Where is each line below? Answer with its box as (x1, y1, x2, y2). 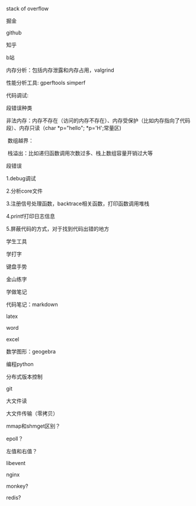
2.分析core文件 (6, 187, 43, 195)
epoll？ (6, 435, 24, 442)
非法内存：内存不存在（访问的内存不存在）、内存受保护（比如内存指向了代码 (6, 117, 191, 124)
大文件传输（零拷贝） (6, 410, 58, 417)
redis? (6, 494, 21, 501)
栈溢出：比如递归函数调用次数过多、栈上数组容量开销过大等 (7, 149, 153, 157)
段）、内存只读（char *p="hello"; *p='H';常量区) (6, 125, 121, 131)
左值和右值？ (6, 448, 37, 454)
